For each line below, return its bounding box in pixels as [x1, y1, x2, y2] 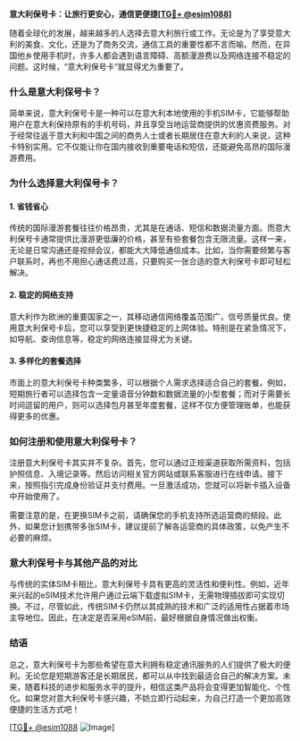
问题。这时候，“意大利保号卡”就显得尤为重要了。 [9, 62, 189, 72]
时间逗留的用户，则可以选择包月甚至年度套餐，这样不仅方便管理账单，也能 [9, 399, 283, 410]
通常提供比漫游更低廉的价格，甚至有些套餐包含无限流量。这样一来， [39, 234, 291, 244]
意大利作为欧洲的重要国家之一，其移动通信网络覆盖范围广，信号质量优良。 [9, 311, 283, 321]
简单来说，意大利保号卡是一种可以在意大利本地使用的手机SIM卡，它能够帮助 [9, 107, 290, 119]
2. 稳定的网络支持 [9, 290, 74, 301]
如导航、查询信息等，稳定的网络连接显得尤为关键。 [9, 333, 197, 344]
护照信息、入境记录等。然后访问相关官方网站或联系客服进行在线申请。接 [9, 469, 275, 480]
